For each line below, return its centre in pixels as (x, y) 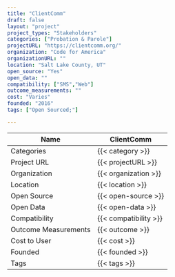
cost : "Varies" (29, 97)
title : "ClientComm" (37, 13)
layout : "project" (33, 26)
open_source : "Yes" (35, 71)
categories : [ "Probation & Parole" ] (60, 39)
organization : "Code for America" (57, 52)
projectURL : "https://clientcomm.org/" (64, 46)
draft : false (26, 20)
